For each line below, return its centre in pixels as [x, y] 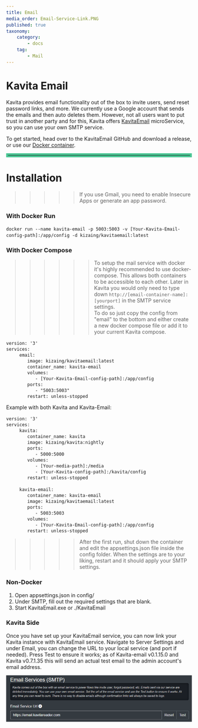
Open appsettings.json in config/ [54, 595]
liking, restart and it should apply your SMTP [133, 561]
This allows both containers [153, 276]
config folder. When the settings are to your [132, 555]
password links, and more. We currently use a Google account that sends [95, 108]
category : [29, 37]
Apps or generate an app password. [123, 200]
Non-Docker [24, 582]
